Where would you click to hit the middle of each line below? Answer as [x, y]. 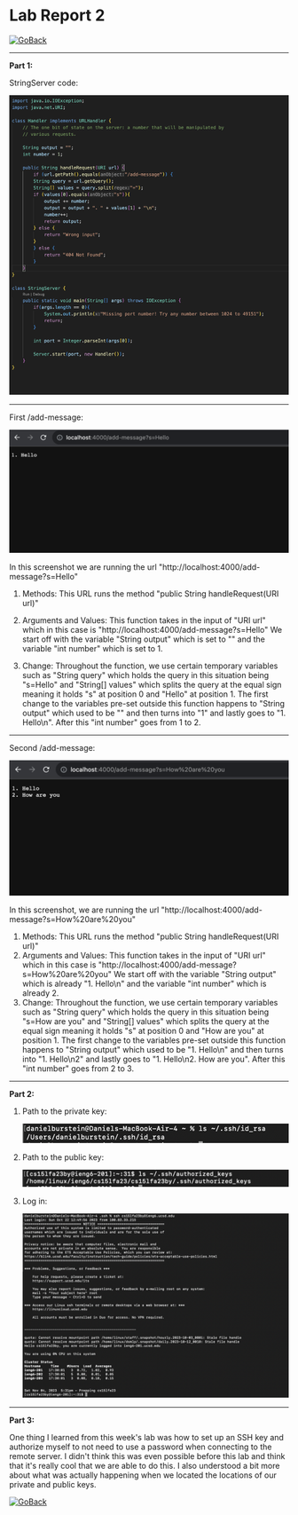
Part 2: [22, 1093]
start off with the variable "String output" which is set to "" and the [144, 639]
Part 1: [21, 65]
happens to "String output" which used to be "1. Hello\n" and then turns [153, 1049]
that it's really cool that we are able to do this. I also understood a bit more [145, 1466]
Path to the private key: [64, 1111]
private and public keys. [53, 1485]
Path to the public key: [63, 1157]
